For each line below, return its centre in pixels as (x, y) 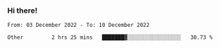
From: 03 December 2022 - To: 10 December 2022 (79, 25)
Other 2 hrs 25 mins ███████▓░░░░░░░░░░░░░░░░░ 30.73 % (110, 37)
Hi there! (23, 11)
